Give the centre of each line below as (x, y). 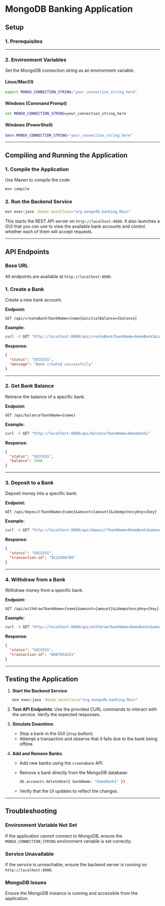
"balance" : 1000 (26, 461)
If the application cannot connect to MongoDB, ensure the (64, 836)
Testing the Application (42, 679)
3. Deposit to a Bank (29, 483)
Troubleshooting (31, 811)
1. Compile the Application (37, 169)
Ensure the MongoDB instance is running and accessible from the (71, 893)
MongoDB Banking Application (69, 9)
